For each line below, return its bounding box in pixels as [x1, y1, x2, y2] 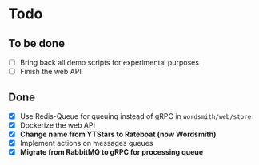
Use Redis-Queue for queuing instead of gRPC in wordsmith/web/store [19, 111, 252, 120]
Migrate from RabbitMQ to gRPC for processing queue [19, 147, 204, 157]
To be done [8, 37, 66, 50]
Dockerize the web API [19, 120, 96, 130]
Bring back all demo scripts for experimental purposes [19, 57, 200, 67]
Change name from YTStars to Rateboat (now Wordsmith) [19, 129, 217, 139]
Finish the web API [19, 67, 82, 77]
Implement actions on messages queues [19, 139, 153, 148]
